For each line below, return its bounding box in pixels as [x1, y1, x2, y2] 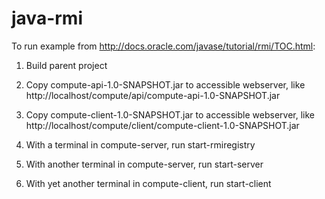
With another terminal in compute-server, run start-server [25, 158, 264, 170]
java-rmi [11, 7, 83, 30]
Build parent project [25, 59, 108, 71]
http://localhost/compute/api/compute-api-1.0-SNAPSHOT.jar [25, 89, 281, 101]
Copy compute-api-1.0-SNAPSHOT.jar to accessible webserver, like [25, 78, 306, 91]
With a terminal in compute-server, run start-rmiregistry [25, 138, 256, 151]
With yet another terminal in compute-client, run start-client [25, 177, 272, 189]
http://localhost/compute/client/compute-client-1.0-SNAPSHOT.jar [25, 119, 300, 131]
